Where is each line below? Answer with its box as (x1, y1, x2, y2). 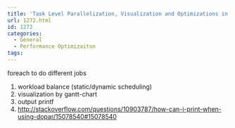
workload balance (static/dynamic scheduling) (17, 82, 153, 91)
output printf (17, 97, 54, 105)
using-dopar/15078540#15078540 (17, 112, 118, 120)
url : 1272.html (7, 17, 52, 24)
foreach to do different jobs (7, 68, 87, 77)
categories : (7, 30, 42, 37)
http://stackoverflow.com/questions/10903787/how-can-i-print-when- (17, 105, 222, 113)
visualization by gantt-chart (17, 89, 97, 98)
